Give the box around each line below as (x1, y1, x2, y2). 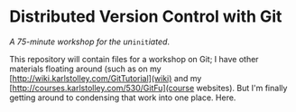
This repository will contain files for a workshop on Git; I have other (9, 53, 259, 64)
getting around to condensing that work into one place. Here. (9, 92, 236, 103)
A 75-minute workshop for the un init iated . (9, 36, 170, 47)
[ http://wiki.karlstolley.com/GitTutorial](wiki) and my (9, 72, 202, 83)
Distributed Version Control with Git (9, 6, 282, 27)
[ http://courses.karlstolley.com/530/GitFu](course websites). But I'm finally (9, 82, 288, 93)
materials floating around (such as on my (9, 63, 162, 74)
